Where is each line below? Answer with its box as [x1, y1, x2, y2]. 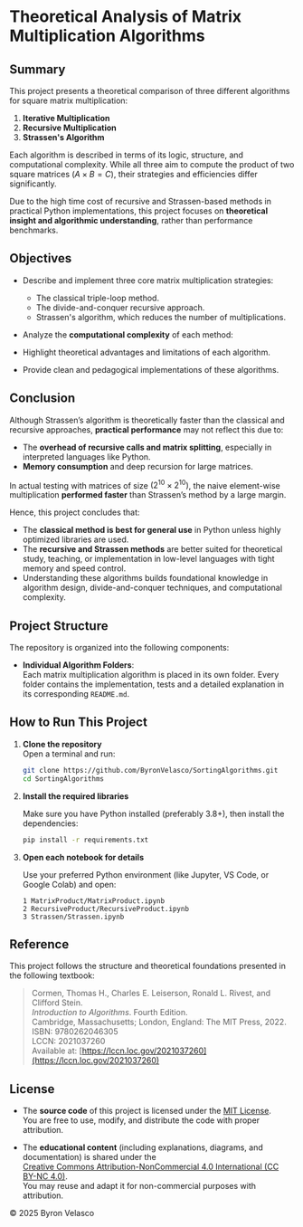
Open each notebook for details [22, 851, 145, 862]
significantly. [9, 178, 57, 189]
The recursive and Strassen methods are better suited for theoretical [22, 544, 283, 555]
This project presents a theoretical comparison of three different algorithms [9, 86, 290, 96]
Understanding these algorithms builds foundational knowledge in [22, 573, 269, 584]
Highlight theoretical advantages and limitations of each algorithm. [22, 347, 271, 357]
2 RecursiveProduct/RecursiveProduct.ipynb [22, 904, 190, 913]
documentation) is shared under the [22, 1152, 156, 1163]
